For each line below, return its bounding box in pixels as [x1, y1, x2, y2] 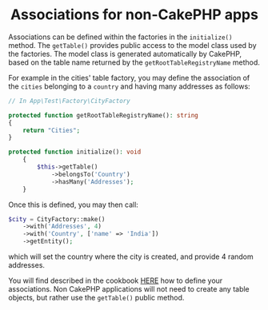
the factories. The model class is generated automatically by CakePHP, [8, 49, 242, 58]
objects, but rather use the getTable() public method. [8, 293, 185, 303]
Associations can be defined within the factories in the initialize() [8, 32, 233, 42]
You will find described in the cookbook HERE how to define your [8, 276, 223, 285]
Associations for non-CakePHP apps [10, 6, 258, 24]
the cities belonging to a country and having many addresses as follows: [8, 81, 250, 91]
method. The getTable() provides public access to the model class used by [8, 40, 258, 50]
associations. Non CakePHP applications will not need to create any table [8, 284, 250, 294]
